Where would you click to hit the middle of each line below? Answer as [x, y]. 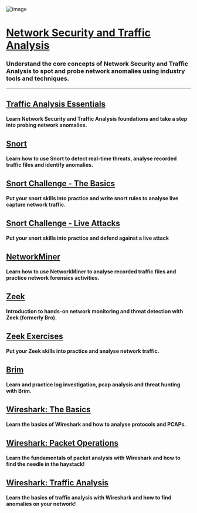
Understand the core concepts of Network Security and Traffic [97, 64]
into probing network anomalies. [47, 125]
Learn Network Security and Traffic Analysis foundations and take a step [97, 119]
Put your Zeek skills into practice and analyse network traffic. [83, 351]
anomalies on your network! [41, 504]
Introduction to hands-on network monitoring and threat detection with [95, 312]
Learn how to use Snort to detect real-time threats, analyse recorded [91, 158]
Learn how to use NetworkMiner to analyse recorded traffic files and [91, 272]
